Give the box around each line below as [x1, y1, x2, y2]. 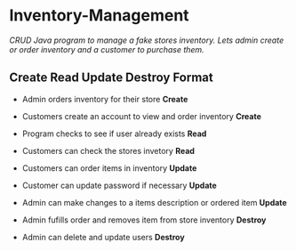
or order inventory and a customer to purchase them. [9, 44, 204, 54]
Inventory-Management [9, 5, 189, 26]
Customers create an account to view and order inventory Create [21, 110, 262, 121]
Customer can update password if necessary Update [21, 180, 218, 190]
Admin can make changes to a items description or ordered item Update [21, 197, 287, 207]
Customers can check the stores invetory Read [21, 145, 196, 156]
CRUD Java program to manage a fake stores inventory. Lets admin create [9, 35, 284, 45]
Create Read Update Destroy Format [9, 70, 213, 85]
